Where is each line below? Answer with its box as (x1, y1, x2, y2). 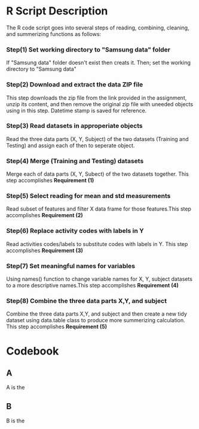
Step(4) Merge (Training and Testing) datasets (6, 157, 144, 165)
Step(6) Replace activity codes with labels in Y (6, 227, 145, 235)
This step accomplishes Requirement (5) (6, 323, 108, 331)
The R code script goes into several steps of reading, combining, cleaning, (6, 24, 189, 31)
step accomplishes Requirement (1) (6, 177, 94, 184)
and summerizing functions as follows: (6, 30, 102, 37)
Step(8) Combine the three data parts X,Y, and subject (6, 296, 167, 305)
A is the (6, 384, 25, 391)
